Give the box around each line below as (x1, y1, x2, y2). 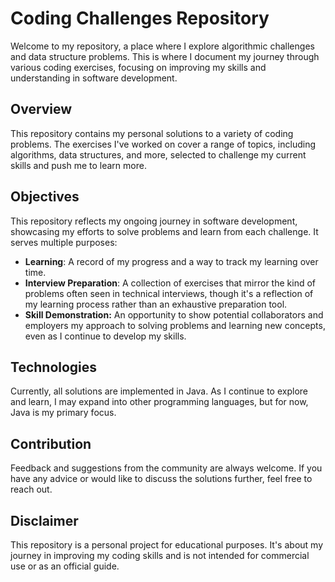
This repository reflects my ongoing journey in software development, (10, 215, 298, 227)
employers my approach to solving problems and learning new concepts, (24, 319, 326, 331)
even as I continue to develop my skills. (24, 330, 187, 342)
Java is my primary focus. (10, 407, 117, 419)
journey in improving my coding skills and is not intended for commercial (10, 550, 310, 561)
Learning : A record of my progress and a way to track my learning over (24, 255, 319, 267)
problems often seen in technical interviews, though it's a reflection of (24, 287, 314, 299)
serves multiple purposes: (10, 236, 118, 248)
